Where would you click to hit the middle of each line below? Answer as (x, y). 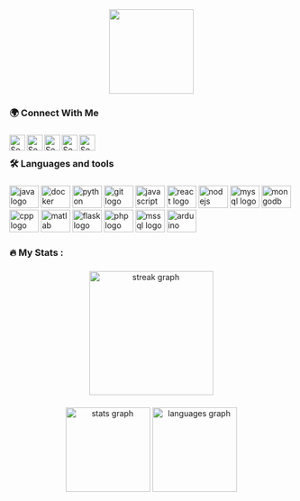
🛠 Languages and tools (62, 163)
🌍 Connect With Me (54, 113)
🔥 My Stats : (36, 252)
